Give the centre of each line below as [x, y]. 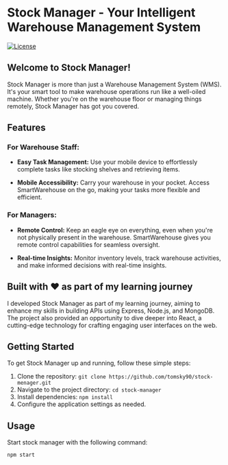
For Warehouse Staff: [43, 147]
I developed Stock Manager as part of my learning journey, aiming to [104, 303]
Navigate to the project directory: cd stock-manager [89, 390]
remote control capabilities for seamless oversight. [88, 244]
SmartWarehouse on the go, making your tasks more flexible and [109, 190]
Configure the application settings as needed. [81, 404]
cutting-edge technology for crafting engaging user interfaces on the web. [112, 325]
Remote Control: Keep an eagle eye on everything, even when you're [115, 230]
